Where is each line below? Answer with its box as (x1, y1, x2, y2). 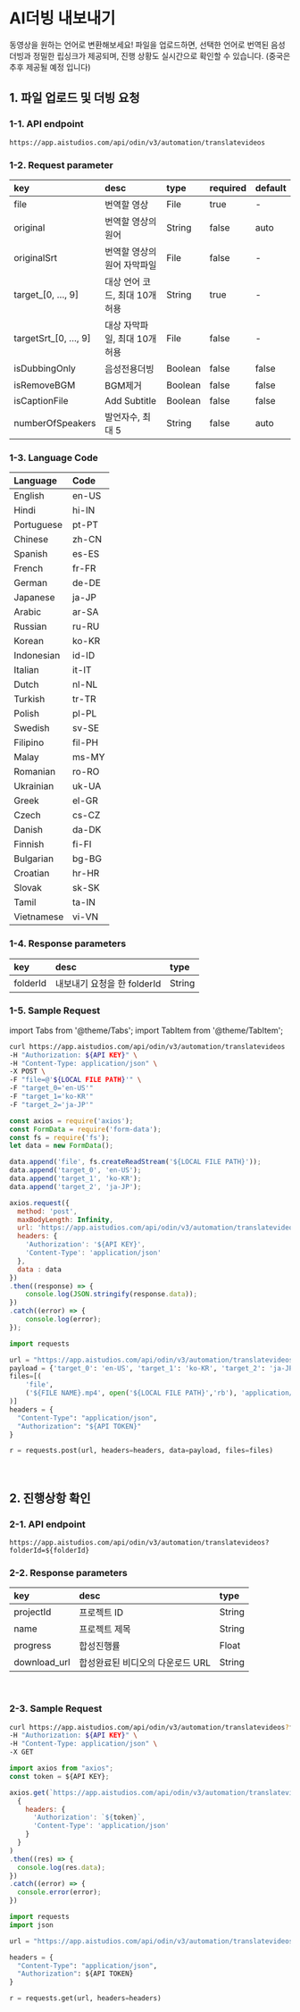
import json (9, 1920, 54, 1930)
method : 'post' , (17, 1207, 78, 1216)
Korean (13, 635, 45, 648)
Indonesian (13, 650, 61, 662)
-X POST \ (9, 1067, 46, 1077)
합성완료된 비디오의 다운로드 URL (79, 1656, 212, 1669)
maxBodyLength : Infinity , (17, 1215, 114, 1224)
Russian (13, 620, 47, 633)
